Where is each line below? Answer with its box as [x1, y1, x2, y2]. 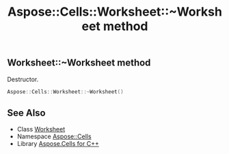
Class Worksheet [16, 125, 66, 134]
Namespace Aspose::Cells [16, 132, 92, 140]
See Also [7, 107, 46, 119]
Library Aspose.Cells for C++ [16, 140, 99, 148]
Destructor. [7, 75, 39, 83]
